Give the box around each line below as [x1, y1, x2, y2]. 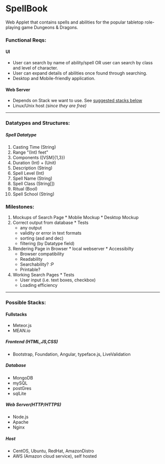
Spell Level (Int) [12, 170, 45, 176]
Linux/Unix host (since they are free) [12, 103, 87, 109]
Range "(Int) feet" [12, 149, 48, 155]
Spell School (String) [12, 191, 55, 197]
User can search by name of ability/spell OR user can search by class [12, 60, 153, 66]
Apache [12, 419, 29, 425]
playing [5, 24, 21, 30]
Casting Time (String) [12, 144, 56, 150]
